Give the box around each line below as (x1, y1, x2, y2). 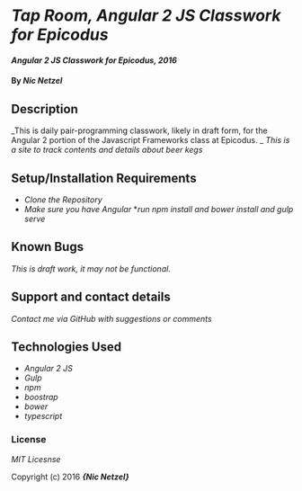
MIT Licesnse (11, 453, 61, 464)
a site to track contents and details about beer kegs (11, 145, 203, 156)
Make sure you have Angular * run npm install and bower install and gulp (23, 204, 294, 214)
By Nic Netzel (11, 76, 63, 86)
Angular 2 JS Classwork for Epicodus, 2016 (11, 55, 177, 66)
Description (11, 101, 78, 117)
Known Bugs (11, 239, 84, 254)
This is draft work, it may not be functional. (11, 263, 171, 274)
